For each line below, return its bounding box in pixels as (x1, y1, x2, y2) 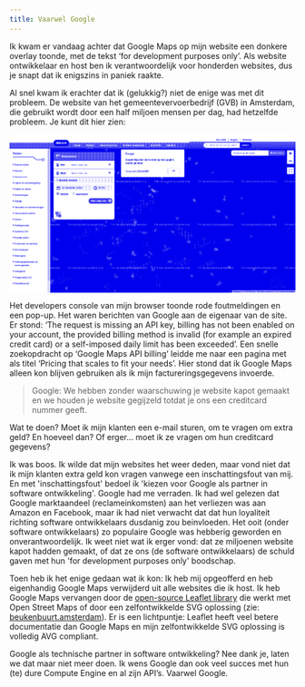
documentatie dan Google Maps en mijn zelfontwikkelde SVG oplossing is (9, 622, 285, 633)
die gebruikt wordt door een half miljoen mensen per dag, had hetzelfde (9, 106, 279, 117)
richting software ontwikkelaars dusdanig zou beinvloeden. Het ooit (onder (9, 517, 290, 528)
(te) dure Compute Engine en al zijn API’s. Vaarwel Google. (9, 668, 229, 679)
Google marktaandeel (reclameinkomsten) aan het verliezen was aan (9, 497, 266, 508)
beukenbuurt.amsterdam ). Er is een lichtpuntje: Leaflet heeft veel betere (9, 612, 279, 623)
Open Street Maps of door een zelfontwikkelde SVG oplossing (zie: (9, 602, 261, 613)
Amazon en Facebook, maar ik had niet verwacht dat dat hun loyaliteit (9, 507, 271, 518)
